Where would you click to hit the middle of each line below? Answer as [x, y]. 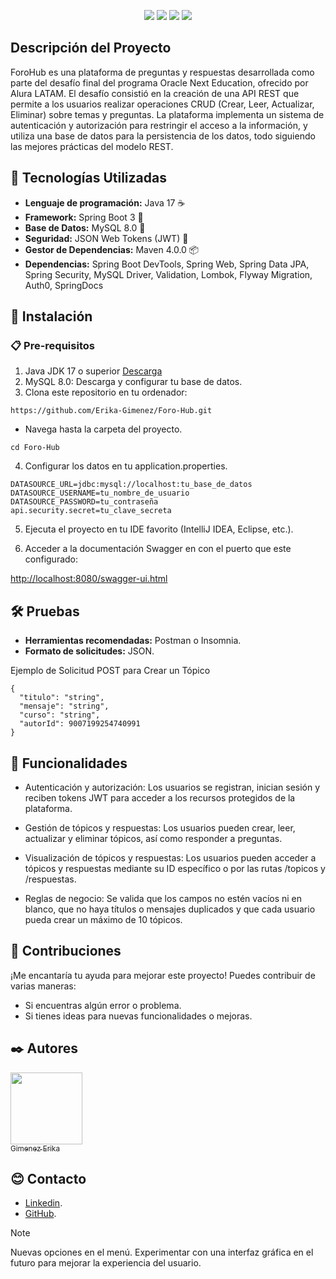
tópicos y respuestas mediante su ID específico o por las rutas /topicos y [175, 868]
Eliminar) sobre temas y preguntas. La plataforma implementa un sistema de [167, 114]
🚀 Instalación [51, 316]
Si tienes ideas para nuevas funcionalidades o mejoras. [138, 1016]
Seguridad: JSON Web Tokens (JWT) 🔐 [106, 238]
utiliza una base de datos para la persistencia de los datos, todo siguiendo [163, 136]
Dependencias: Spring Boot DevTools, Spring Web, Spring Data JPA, [167, 264]
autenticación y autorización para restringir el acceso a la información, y [159, 125]
